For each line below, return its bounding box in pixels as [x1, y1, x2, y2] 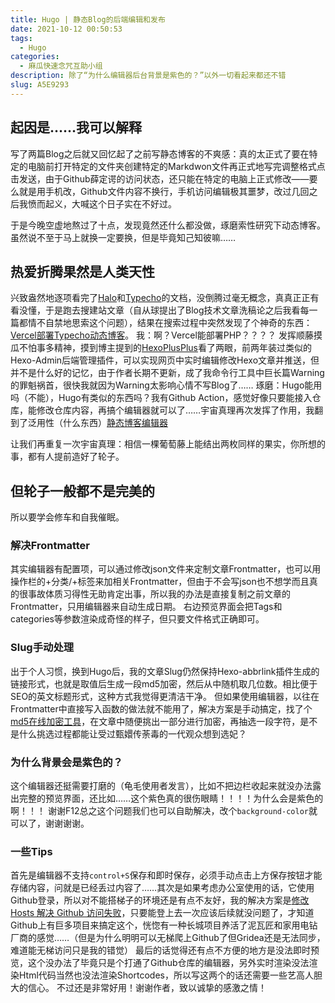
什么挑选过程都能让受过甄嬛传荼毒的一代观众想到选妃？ [18, 727, 247, 740]
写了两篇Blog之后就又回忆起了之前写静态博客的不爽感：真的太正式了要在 [10, 147, 310, 160]
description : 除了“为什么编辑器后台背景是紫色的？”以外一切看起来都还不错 [10, 71, 287, 81]
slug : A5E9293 [10, 80, 70, 90]
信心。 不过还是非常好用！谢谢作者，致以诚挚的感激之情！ [27, 982, 267, 994]
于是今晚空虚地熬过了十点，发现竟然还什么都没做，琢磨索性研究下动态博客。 [10, 219, 326, 231]
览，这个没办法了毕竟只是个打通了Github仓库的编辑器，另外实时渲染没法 [10, 957, 310, 969]
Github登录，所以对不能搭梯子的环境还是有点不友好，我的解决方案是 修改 [10, 894, 310, 906]
